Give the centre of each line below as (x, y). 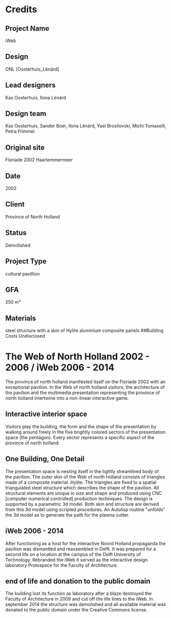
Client (15, 204)
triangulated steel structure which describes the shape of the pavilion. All (82, 487)
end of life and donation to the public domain (78, 581)
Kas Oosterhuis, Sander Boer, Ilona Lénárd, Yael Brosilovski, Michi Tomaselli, (86, 126)
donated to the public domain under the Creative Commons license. (77, 610)
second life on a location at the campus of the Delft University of (73, 554)
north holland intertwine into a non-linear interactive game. (67, 398)
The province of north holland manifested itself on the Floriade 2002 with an (86, 382)
